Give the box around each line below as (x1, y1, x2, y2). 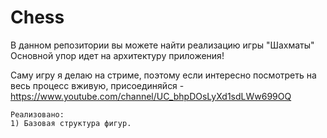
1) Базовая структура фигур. (10, 118, 132, 128)
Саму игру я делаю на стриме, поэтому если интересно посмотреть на (10, 69, 317, 81)
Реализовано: (10, 109, 65, 120)
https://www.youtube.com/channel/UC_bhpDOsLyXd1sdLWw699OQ (10, 90, 292, 102)
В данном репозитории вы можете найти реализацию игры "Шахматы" (10, 39, 315, 51)
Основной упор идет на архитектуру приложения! (10, 49, 225, 61)
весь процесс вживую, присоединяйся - (10, 79, 185, 91)
